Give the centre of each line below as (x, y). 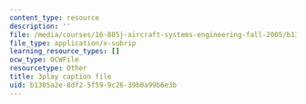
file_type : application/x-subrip (73, 43)
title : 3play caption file (61, 77)
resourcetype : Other (49, 69)
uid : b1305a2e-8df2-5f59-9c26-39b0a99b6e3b (93, 85)
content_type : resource (55, 18)
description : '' (40, 26)
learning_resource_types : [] (65, 52)
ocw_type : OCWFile (44, 60)
